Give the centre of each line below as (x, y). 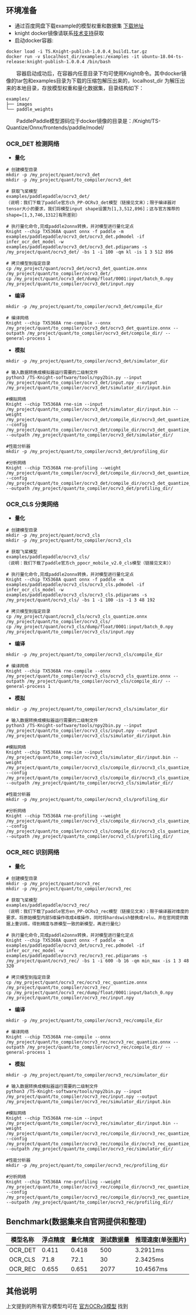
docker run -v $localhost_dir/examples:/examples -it (73, 56)
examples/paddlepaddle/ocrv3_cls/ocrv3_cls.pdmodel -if (75, 585)
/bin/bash (99, 61)
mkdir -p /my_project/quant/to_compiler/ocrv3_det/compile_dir (85, 307)
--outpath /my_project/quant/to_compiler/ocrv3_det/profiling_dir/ (90, 489)
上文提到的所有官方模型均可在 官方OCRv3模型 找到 (67, 1306)
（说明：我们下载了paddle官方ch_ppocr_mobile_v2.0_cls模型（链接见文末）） (90, 563)
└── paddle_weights (30, 109)
